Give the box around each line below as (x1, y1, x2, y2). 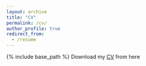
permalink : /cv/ (6, 20, 47, 26)
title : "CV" (6, 14, 36, 20)
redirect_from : (6, 31, 45, 37)
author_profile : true (6, 25, 61, 32)
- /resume (11, 37, 36, 43)
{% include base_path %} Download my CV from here (6, 53, 141, 60)
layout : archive (6, 8, 47, 15)
